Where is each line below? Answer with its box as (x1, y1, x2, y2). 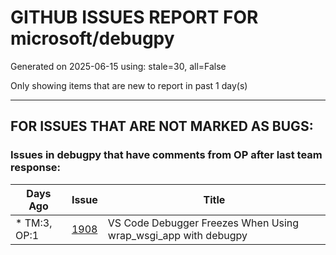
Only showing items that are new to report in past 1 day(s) (10, 79, 248, 91)
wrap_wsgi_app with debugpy (107, 228, 248, 242)
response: (10, 161, 62, 175)
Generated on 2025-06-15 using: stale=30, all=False (10, 60, 227, 72)
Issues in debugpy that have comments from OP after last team (10, 148, 323, 162)
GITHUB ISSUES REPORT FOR (10, 6, 259, 29)
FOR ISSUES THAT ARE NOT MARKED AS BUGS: (10, 118, 314, 135)
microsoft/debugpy (10, 27, 175, 50)
